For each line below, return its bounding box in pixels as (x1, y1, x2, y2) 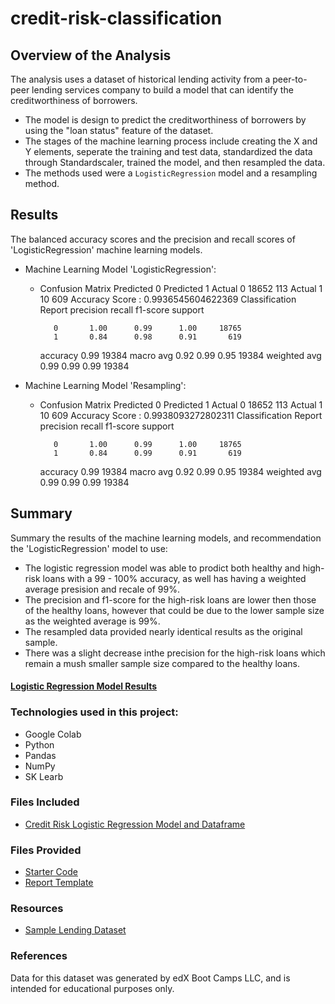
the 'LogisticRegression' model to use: (10, 542, 168, 554)
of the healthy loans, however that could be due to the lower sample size (24, 604, 325, 616)
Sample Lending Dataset (24, 924, 127, 936)
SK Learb (24, 770, 64, 782)
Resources (10, 902, 64, 916)
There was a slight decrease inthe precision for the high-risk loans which (24, 647, 326, 659)
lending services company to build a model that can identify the (31, 84, 294, 96)
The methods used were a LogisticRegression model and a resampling (24, 167, 318, 179)
